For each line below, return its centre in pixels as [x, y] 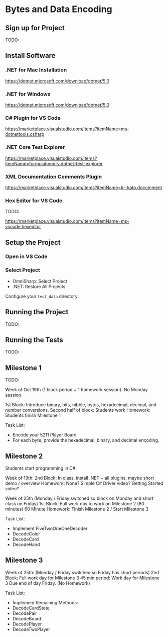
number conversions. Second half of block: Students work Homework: [78, 410]
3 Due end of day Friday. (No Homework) [48, 583]
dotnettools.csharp [25, 134]
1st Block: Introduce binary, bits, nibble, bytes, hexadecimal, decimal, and [81, 405]
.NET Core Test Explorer [35, 147]
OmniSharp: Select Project [40, 281]
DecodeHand [26, 544]
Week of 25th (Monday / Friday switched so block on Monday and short [79, 498]
